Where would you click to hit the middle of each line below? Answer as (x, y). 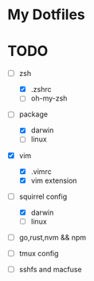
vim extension (54, 180)
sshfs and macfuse (50, 269)
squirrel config (43, 196)
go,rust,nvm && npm (53, 237)
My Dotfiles (46, 15)
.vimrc (41, 171)
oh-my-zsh (49, 98)
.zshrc (41, 89)
